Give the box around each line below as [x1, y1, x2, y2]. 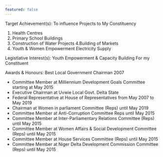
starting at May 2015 [12, 84, 54, 90]
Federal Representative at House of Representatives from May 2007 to [12, 95, 154, 100]
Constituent [5, 60, 29, 66]
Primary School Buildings [12, 35, 63, 41]
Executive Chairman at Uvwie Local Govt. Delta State [12, 89, 119, 95]
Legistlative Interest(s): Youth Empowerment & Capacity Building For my [5, 55, 150, 61]
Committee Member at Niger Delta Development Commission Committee [12, 141, 159, 147]
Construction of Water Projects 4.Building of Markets [12, 40, 119, 46]
